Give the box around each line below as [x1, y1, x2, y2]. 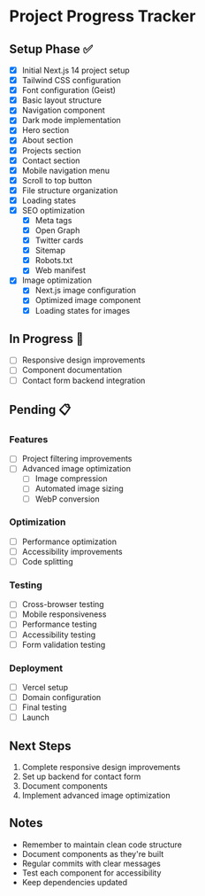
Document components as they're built [21, 848, 164, 859]
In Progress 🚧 [9, 331, 84, 347]
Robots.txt [34, 255, 73, 266]
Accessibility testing [21, 629, 95, 640]
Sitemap [34, 245, 66, 256]
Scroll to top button [21, 175, 93, 185]
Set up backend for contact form [21, 771, 141, 782]
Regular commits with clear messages [21, 858, 161, 869]
